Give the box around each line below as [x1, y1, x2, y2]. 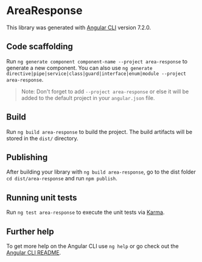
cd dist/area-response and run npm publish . [6, 175, 117, 182]
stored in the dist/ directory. [6, 135, 79, 142]
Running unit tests [6, 193, 77, 203]
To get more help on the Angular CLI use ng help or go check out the [6, 243, 179, 250]
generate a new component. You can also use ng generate [6, 64, 153, 71]
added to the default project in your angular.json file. [21, 94, 155, 101]
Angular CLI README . [6, 249, 61, 256]
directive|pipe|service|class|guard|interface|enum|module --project [6, 71, 187, 77]
